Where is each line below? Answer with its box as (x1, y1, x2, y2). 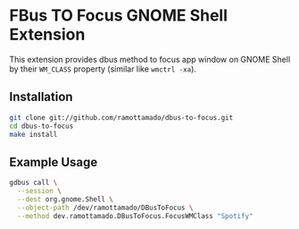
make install (9, 130, 58, 139)
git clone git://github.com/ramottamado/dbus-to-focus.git (9, 113, 234, 122)
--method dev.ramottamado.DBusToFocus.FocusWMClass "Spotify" (17, 211, 253, 220)
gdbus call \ (9, 178, 58, 188)
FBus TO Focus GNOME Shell (9, 5, 228, 26)
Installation (9, 89, 73, 105)
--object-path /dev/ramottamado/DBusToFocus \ (17, 203, 194, 212)
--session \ (17, 187, 62, 196)
